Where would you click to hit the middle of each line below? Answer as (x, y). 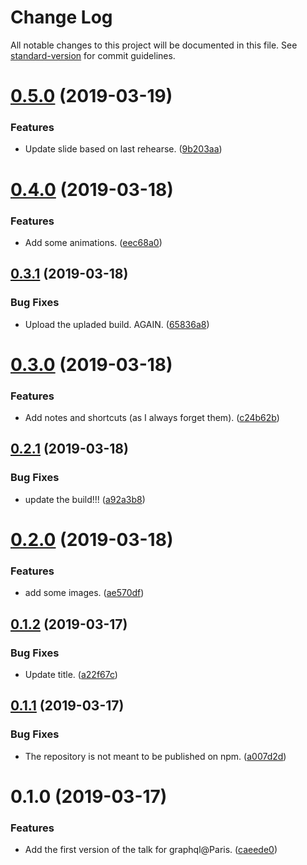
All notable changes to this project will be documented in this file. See (154, 45)
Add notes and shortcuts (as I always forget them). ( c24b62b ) (152, 418)
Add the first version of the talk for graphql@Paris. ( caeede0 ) (151, 850)
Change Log (61, 17)
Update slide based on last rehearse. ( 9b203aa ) (123, 149)
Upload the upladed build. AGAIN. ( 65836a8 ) (117, 324)
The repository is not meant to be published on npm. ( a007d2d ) (155, 756)
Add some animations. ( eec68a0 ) (93, 242)
